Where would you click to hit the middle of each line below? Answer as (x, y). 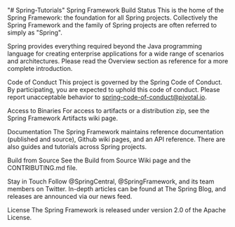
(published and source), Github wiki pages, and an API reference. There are (116, 139)
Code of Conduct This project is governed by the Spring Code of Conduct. (115, 82)
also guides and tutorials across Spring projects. (77, 147)
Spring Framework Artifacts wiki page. (62, 118)
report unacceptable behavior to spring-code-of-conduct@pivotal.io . (107, 97)
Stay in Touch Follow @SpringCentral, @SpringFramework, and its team (111, 181)
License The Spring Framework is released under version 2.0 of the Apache (117, 210)
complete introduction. (40, 69)
